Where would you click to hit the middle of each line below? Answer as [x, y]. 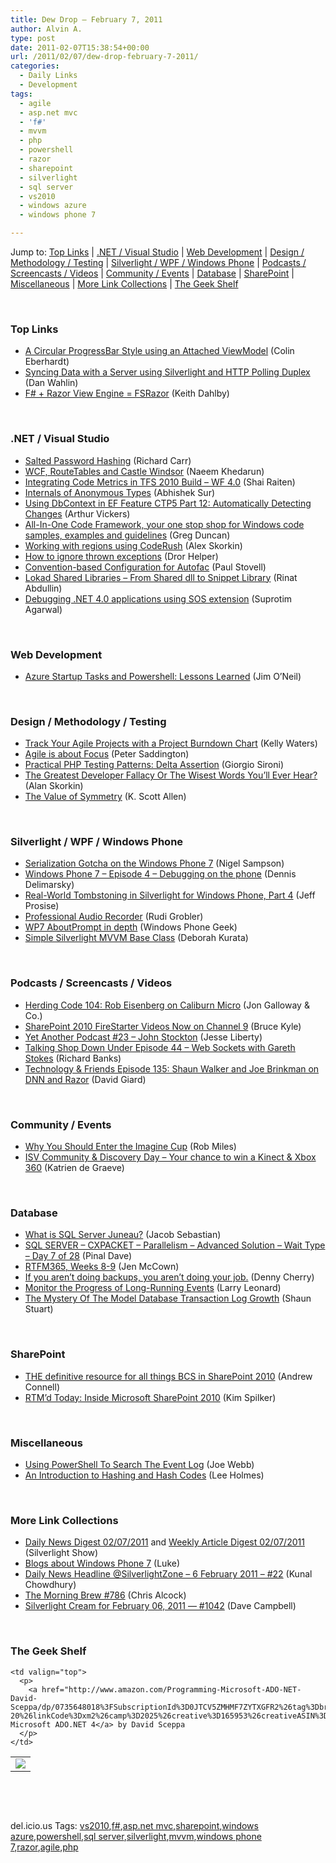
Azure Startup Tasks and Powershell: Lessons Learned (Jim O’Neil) [163, 676]
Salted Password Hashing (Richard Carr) [108, 460]
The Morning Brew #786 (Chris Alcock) [105, 1595]
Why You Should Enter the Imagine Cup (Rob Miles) [130, 1147]
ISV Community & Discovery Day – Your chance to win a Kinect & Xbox [170, 1157]
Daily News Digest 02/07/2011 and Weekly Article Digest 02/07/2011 [164, 1542]
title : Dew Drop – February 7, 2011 [86, 19]
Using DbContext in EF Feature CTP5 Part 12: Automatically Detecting [168, 503]
